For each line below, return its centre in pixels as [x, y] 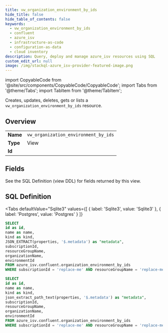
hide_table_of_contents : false [38, 19]
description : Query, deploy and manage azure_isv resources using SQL [80, 56]
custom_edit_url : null [29, 61]
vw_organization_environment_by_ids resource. [54, 106]
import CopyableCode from [33, 80]
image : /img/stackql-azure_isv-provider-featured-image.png [69, 66]
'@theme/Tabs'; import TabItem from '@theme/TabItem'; [63, 91]
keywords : [15, 24]
